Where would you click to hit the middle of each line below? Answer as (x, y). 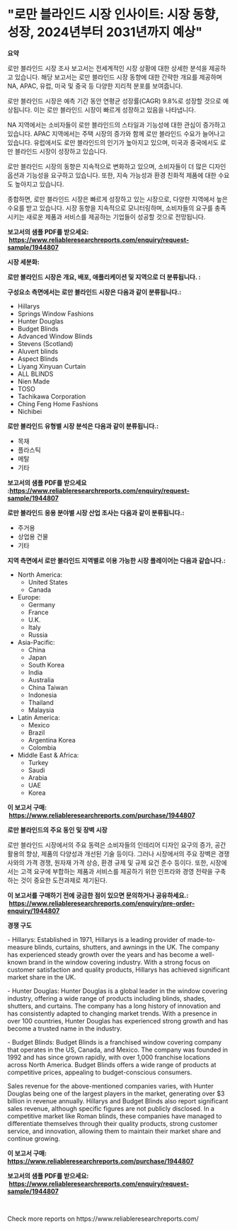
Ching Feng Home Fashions (58, 403)
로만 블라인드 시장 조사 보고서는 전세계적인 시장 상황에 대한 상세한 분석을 (107, 68)
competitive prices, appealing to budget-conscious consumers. (100, 1072)
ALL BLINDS (35, 374)
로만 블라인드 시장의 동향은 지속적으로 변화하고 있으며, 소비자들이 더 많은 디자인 (117, 166)
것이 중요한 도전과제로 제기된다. (64, 880)
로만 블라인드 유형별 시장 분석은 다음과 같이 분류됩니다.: (83, 426)
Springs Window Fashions (56, 314)
